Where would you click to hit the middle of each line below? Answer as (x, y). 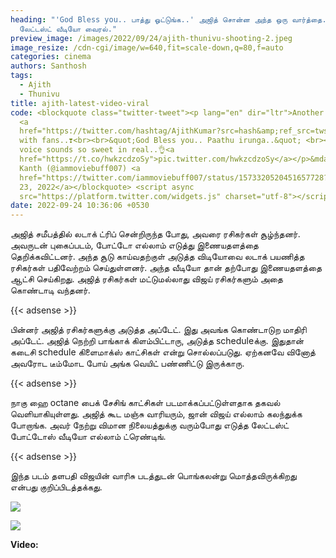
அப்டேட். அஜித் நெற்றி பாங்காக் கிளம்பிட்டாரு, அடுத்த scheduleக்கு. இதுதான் (157, 341)
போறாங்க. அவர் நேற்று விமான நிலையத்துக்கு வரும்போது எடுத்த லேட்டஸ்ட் (150, 425)
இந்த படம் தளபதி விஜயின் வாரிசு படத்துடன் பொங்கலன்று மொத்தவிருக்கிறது (153, 476)
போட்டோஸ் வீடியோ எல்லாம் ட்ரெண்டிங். (88, 437)
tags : (21, 76)
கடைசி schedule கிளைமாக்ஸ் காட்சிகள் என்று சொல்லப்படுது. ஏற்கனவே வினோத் (163, 352)
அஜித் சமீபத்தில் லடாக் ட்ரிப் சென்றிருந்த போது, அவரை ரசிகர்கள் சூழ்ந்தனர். (155, 234)
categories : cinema (51, 57)
